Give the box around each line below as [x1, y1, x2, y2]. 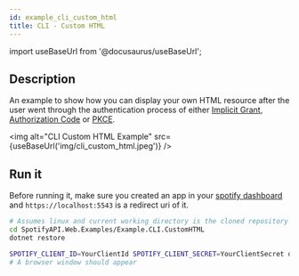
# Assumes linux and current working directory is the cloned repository [9, 217, 289, 226]
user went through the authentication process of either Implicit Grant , [9, 104, 263, 116]
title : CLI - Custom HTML [9, 21, 105, 30]
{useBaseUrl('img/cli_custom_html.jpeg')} [9, 141, 162, 151]
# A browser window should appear [9, 257, 138, 267]
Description [9, 71, 76, 86]
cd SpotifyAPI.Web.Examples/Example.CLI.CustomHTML [9, 225, 205, 234]
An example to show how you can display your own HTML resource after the [9, 95, 290, 106]
